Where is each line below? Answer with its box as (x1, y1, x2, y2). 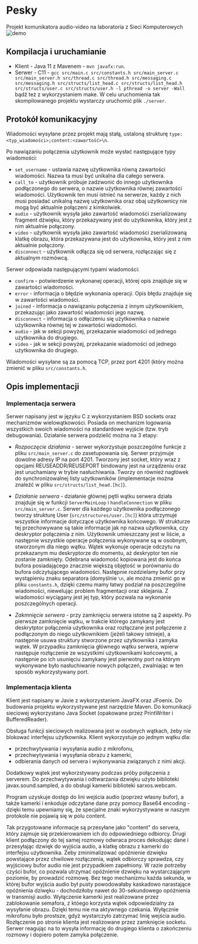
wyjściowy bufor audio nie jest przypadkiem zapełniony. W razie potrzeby (6, 861, 187, 869)
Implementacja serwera (6, 399, 76, 408)
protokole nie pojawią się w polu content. (6, 812, 107, 819)
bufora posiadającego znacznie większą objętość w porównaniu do (14, 562, 180, 569)
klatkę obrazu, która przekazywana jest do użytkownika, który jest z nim (14, 235, 191, 242)
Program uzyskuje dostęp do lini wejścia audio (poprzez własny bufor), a (6, 793, 184, 800)
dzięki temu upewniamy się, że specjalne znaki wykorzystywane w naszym (6, 806, 190, 813)
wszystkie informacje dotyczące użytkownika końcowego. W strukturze (14, 518, 191, 525)
